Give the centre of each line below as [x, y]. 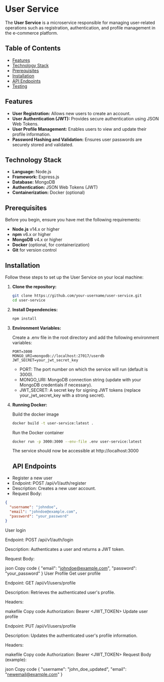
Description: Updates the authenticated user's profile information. [71, 635]
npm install [24, 318]
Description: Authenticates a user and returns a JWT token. [65, 549]
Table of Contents [33, 48]
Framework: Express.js [36, 177]
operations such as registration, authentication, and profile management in [80, 27]
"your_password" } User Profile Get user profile [53, 573]
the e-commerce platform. [32, 33]
